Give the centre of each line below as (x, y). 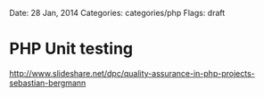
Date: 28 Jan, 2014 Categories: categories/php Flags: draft (117, 13)
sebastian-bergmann (48, 83)
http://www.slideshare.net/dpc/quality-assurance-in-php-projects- (132, 73)
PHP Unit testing (71, 49)
